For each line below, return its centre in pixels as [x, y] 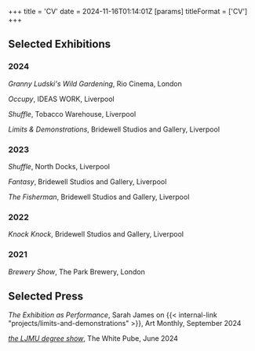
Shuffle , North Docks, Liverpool [59, 166]
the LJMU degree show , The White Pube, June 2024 [93, 338]
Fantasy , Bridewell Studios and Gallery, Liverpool [87, 181]
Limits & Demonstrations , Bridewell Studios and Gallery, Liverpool [114, 129]
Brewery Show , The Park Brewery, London [76, 271]
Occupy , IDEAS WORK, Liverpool [62, 99]
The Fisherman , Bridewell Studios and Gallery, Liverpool [99, 197]
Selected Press [46, 296]
